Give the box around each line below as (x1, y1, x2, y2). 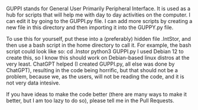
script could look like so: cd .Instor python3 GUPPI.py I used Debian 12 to (6, 48, 184, 55)
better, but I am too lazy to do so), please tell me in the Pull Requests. (6, 97, 174, 104)
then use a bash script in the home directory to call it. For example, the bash (6, 41, 191, 48)
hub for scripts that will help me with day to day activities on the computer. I (6, 11, 191, 18)
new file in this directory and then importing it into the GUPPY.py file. (6, 24, 174, 31)
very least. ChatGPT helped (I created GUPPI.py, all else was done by (6, 60, 175, 67)
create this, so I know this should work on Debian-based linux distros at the (6, 54, 190, 61)
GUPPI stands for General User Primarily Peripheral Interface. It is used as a (6, 5, 191, 12)
